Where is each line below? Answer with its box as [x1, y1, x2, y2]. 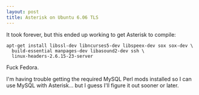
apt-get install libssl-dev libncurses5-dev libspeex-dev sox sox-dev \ [6, 43, 194, 49]
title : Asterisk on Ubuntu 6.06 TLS [6, 14, 99, 20]
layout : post [6, 8, 39, 15]
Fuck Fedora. [6, 64, 39, 71]
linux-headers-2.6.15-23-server [11, 53, 94, 59]
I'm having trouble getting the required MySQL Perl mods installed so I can [6, 75, 192, 82]
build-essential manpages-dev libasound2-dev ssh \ [11, 47, 145, 54]
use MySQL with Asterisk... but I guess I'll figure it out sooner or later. [6, 82, 179, 89]
